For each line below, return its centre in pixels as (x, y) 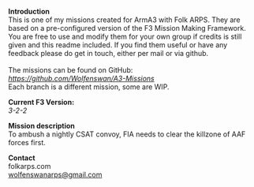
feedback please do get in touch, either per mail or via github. (108, 53)
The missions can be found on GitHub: (71, 70)
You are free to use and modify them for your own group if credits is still (125, 36)
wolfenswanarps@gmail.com (55, 174)
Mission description (41, 126)
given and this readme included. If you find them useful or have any (118, 45)
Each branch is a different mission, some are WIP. (89, 87)
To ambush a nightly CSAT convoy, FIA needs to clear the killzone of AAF (127, 134)
